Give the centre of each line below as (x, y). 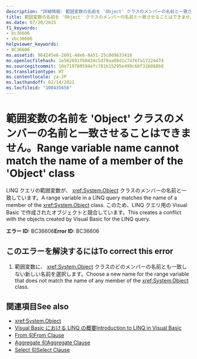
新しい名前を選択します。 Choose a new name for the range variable (107, 274)
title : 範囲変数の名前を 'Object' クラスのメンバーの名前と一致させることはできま (96, 17)
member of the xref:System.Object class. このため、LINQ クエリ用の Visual (97, 205)
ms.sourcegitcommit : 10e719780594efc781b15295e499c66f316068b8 (85, 66)
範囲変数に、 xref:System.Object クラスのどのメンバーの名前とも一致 (98, 266)
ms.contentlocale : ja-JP (36, 77)
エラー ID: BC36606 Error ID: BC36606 (53, 231)
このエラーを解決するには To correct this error (90, 251)
